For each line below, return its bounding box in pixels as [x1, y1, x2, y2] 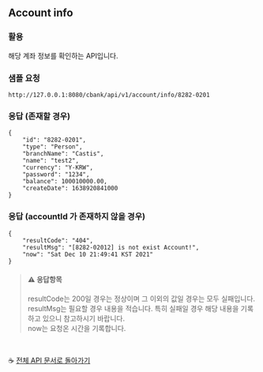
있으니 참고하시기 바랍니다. [42, 314, 125, 323]
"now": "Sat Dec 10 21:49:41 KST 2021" [22, 250, 154, 258]
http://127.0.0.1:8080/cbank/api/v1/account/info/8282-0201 [8, 91, 211, 99]
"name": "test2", [22, 157, 80, 165]
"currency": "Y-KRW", [22, 163, 93, 172]
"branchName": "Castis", [22, 150, 104, 158]
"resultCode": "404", [22, 236, 93, 244]
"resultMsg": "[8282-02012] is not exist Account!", [22, 243, 200, 251]
